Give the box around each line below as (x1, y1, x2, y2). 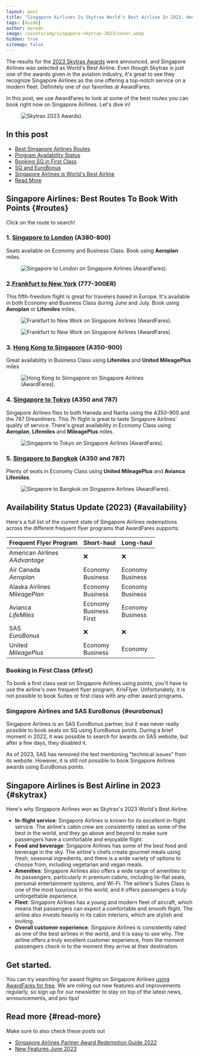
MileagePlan (9, 590, 44, 598)
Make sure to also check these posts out (6, 1027, 105, 1034)
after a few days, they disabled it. (6, 739, 88, 747)
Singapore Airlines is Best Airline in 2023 (6, 780, 161, 790)
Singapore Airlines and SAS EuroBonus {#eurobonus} (6, 707, 164, 715)
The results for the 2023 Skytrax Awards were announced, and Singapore (6, 57, 186, 65)
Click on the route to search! (6, 218, 76, 226)
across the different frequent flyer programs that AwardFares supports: (6, 525, 179, 532)
